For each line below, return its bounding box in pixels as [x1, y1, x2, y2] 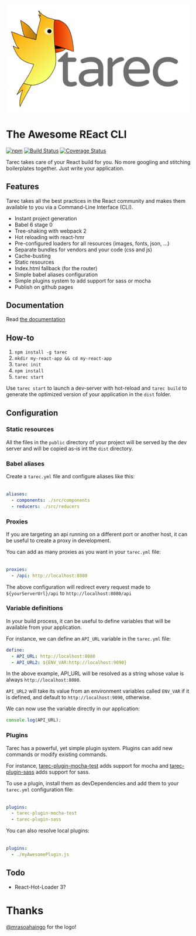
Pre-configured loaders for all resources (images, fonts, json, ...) [14, 240, 170, 247]
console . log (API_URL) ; [6, 717, 61, 723]
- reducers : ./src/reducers [11, 503, 80, 509]
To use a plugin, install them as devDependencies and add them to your [6, 780, 179, 787]
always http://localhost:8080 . [6, 676, 81, 683]
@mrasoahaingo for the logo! [6, 923, 77, 930]
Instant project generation [14, 215, 77, 222]
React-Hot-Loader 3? [14, 883, 66, 890]
